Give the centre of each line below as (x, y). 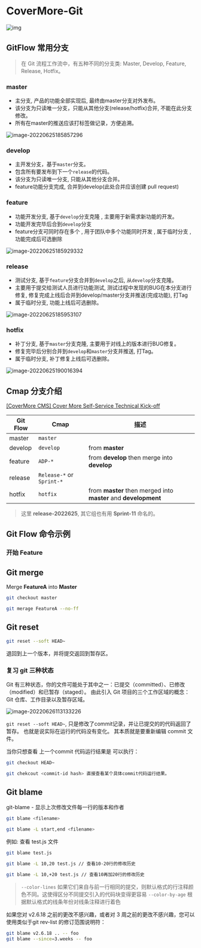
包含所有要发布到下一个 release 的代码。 (63, 172)
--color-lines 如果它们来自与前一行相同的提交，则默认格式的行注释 (104, 886)
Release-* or (56, 475)
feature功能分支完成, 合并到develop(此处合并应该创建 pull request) (97, 187)
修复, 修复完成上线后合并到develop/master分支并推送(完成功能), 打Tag (101, 295)
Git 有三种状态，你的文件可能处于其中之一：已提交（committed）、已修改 (96, 684)
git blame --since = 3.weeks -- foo (49, 939)
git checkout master (32, 598)
